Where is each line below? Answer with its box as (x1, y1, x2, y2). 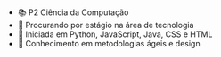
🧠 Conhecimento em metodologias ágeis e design (17, 39, 201, 48)
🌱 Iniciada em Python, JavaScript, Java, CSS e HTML (17, 29, 213, 39)
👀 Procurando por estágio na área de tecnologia (17, 20, 194, 30)
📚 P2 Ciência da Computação (17, 7, 129, 18)
